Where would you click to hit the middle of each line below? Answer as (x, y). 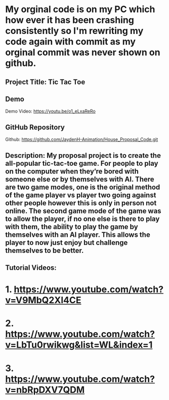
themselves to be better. (45, 250)
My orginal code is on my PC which (80, 9)
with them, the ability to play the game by (72, 227)
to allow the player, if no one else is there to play (82, 219)
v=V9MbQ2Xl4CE (43, 300)
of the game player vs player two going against (81, 195)
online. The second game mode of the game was (83, 211)
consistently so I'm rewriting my (74, 31)
